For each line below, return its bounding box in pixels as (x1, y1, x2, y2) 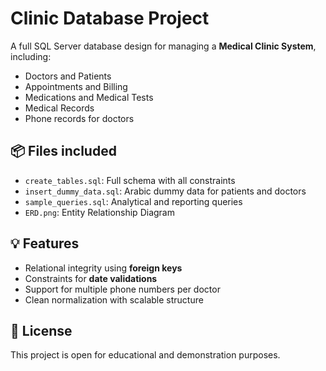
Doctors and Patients (24, 70, 112, 82)
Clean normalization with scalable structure (24, 293, 204, 306)
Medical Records (24, 102, 95, 114)
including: (10, 50, 52, 62)
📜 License (10, 322, 73, 339)
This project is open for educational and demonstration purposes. (10, 349, 281, 361)
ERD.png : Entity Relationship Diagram (24, 206, 175, 218)
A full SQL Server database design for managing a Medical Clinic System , (10, 40, 317, 52)
